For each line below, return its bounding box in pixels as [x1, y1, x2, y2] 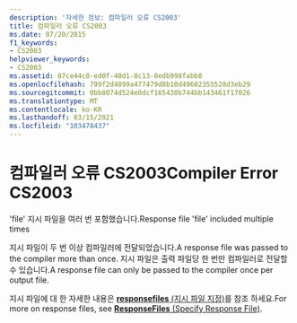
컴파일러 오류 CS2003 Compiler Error [9, 163, 279, 184]
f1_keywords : [9, 38, 58, 48]
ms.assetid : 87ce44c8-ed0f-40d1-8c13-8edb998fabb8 [9, 72, 203, 81]
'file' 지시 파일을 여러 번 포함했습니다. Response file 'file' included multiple [9, 213, 274, 224]
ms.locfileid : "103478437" [9, 122, 110, 131]
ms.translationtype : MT [9, 96, 99, 106]
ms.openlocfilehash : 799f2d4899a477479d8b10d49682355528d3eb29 [9, 80, 251, 89]
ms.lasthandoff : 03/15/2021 [9, 113, 115, 122]
